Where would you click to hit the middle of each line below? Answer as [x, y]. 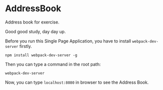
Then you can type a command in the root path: [53, 64]
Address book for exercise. [32, 22]
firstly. [26, 46]
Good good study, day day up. [35, 31]
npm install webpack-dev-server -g [41, 55]
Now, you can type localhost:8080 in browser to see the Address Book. [77, 82]
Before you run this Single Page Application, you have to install [68, 41]
